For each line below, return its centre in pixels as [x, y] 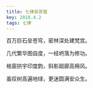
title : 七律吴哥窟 [27, 12]
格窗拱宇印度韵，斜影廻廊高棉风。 [48, 66]
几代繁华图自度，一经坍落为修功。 [48, 53]
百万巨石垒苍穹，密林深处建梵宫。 [48, 41]
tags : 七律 [19, 23]
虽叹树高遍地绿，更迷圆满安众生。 [48, 79]
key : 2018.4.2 [24, 17]
